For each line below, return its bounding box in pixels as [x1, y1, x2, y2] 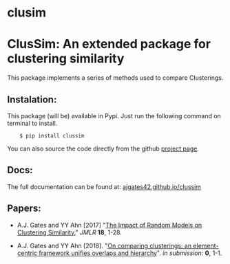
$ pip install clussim [19, 132, 85, 139]
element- [192, 241, 219, 250]
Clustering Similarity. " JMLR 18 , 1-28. [17, 228, 123, 236]
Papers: [7, 203, 41, 214]
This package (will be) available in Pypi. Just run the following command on [7, 111, 222, 120]
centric [17, 249, 38, 257]
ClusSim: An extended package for [7, 36, 211, 52]
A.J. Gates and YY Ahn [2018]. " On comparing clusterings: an [17, 241, 191, 250]
